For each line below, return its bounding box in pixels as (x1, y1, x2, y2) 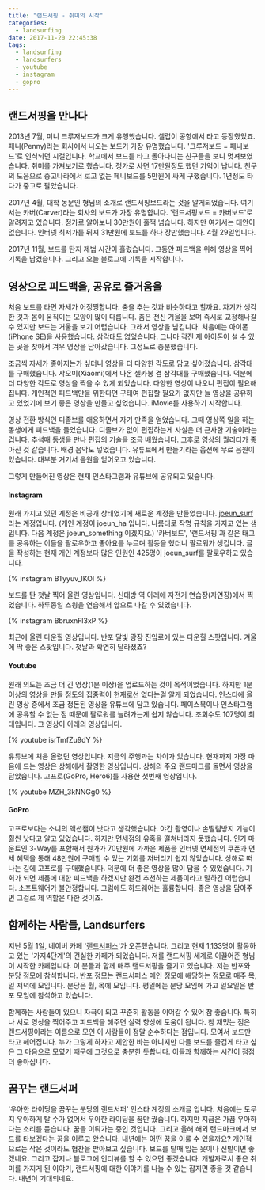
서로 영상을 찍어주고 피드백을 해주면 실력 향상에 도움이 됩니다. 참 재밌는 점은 (16, 1017, 251, 1026)
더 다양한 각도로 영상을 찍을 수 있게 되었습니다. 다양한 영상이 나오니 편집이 (8, 378, 236, 388)
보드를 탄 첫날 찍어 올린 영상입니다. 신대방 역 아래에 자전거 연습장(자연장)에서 (8, 591, 245, 600)
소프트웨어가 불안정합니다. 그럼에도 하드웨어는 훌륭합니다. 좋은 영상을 (18, 883, 232, 892)
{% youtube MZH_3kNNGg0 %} (8, 787, 112, 797)
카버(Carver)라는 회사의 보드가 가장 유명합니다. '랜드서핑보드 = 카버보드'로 (22, 207, 253, 218)
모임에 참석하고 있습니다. (16, 990, 93, 1000)
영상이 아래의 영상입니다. (46, 719, 123, 728)
